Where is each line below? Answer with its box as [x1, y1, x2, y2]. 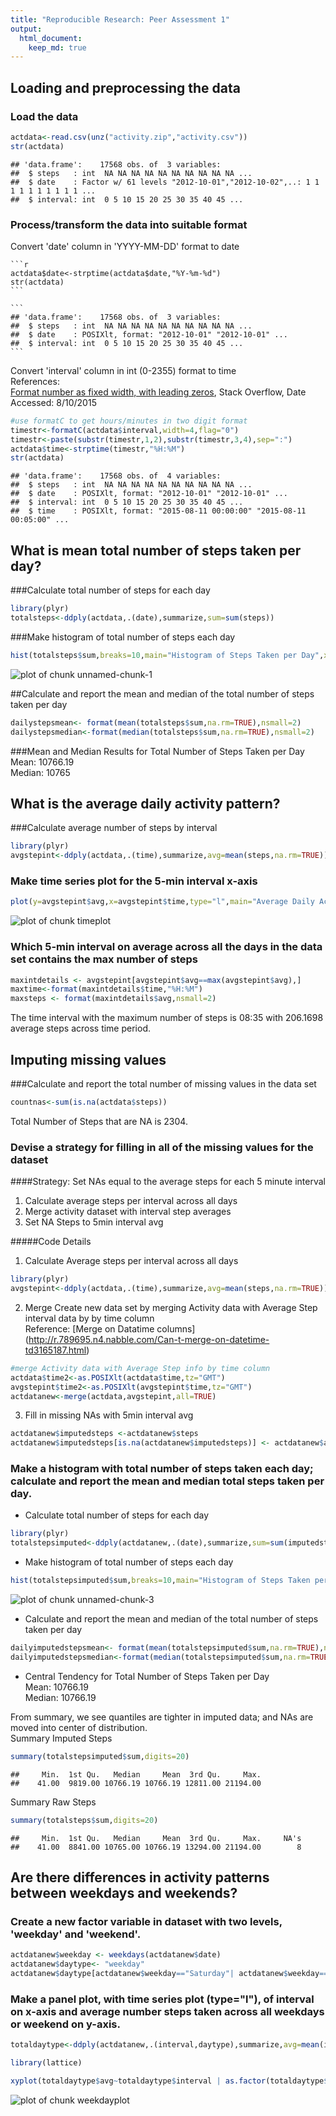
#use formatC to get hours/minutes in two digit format [10, 416, 248, 426]
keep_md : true [28, 42, 87, 53]
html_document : [19, 33, 83, 43]
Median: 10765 [10, 766, 71, 778]
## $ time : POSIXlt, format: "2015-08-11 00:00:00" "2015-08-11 [10, 506, 307, 516]
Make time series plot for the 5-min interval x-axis [10, 874, 258, 888]
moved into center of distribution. [10, 1721, 148, 1733]
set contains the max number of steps [10, 952, 198, 966]
